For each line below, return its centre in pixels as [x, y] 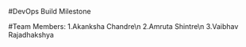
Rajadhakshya [31, 35]
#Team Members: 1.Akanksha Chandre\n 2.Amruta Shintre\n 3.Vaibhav [123, 26]
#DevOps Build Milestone [50, 11]
